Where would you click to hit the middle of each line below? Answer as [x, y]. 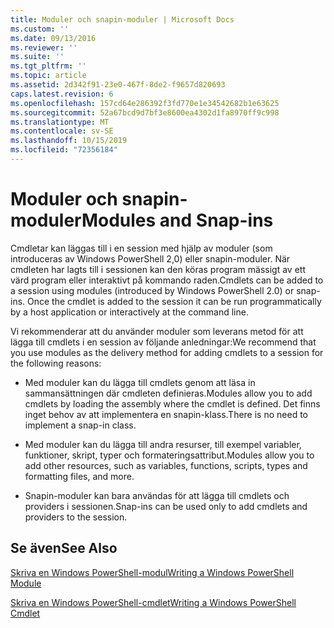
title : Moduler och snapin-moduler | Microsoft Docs [122, 19]
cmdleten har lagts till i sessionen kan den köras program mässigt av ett [158, 269]
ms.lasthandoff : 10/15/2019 [69, 141]
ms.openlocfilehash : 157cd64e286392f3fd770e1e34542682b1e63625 [145, 103]
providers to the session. [76, 517]
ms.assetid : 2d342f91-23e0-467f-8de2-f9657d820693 [118, 85]
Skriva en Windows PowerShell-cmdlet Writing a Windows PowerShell [153, 602]
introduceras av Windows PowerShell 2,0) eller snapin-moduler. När [150, 258]
